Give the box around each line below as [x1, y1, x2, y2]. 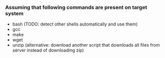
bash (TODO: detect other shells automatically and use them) [12, 21, 138, 27]
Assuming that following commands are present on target [5, 4, 148, 11]
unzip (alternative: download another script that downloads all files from [12, 42, 160, 48]
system [5, 10, 24, 17]
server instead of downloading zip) [12, 47, 84, 53]
